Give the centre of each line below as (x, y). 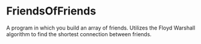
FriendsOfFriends (51, 11)
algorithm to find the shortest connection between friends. (79, 34)
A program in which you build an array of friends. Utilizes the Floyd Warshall (101, 28)
